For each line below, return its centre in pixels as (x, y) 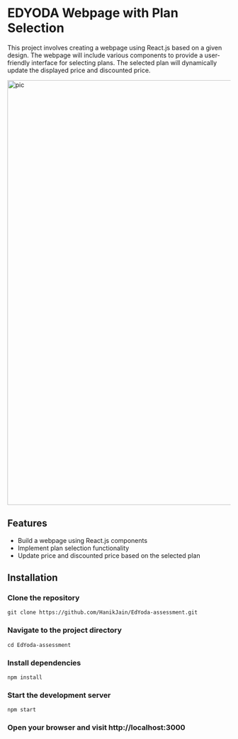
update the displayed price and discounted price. (79, 70)
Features (27, 523)
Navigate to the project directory (65, 630)
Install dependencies (44, 663)
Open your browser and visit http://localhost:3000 (96, 728)
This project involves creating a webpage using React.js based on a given (115, 47)
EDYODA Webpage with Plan (93, 13)
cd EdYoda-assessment (39, 645)
